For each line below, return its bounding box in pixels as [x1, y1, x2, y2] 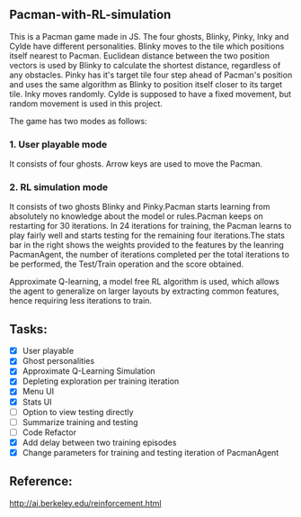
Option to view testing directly [22, 406, 134, 417]
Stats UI [22, 396, 52, 407]
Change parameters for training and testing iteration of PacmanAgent [22, 447, 279, 458]
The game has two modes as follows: [9, 115, 147, 126]
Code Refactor [22, 427, 76, 438]
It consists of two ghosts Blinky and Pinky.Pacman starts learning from [9, 202, 270, 213]
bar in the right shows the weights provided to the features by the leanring [9, 240, 285, 250]
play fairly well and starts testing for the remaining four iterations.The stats [9, 230, 286, 241]
